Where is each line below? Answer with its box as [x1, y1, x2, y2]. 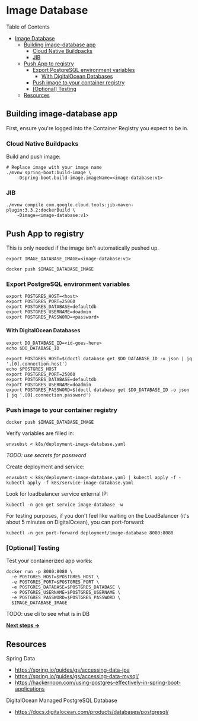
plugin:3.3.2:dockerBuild [6, 207, 70, 213]
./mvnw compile [6, 202, 44, 208]
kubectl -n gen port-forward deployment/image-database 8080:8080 [6, 530, 174, 536]
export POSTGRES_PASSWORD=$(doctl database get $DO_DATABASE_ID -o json [6, 387, 190, 393]
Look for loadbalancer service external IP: [6, 490, 108, 497]
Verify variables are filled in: [6, 429, 75, 437]
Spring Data [6, 655, 36, 662]
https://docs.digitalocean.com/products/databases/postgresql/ [14, 709, 169, 716]
